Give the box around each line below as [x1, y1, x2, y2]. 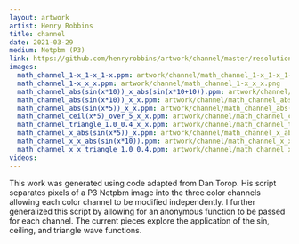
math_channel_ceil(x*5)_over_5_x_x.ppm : [17, 112, 169, 121]
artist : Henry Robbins [9, 21, 93, 30]
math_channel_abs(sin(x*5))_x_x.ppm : [17, 104, 158, 113]
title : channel [9, 29, 66, 38]
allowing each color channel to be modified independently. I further [9, 196, 256, 207]
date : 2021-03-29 [9, 37, 74, 47]
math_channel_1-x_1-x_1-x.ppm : [17, 71, 133, 80]
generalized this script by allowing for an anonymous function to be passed [9, 206, 286, 216]
